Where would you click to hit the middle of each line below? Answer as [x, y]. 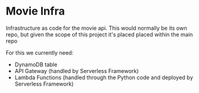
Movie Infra [36, 11]
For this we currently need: [40, 52]
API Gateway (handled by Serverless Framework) [77, 71]
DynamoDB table [36, 64]
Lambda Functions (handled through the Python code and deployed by [104, 77]
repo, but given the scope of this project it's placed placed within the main [99, 34]
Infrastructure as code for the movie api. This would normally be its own [96, 28]
